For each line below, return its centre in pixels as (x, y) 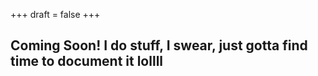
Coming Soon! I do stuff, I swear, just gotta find (159, 45)
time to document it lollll (87, 61)
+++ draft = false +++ (55, 14)
